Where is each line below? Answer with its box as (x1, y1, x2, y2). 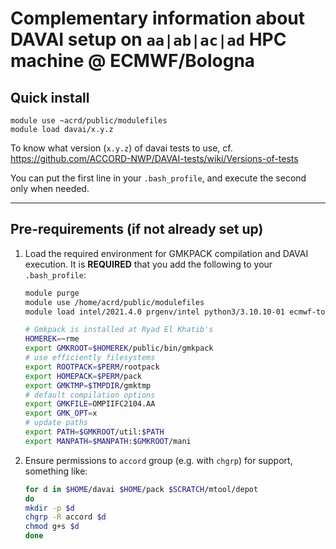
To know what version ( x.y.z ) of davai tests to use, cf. (10, 142, 233, 154)
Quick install (10, 89, 90, 106)
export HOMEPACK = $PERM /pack (24, 371, 142, 381)
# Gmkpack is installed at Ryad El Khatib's (24, 325, 214, 335)
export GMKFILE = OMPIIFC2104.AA (24, 399, 156, 409)
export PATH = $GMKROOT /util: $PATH (24, 427, 165, 437)
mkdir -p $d (24, 503, 75, 513)
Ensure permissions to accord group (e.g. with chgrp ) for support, (24, 454, 293, 466)
